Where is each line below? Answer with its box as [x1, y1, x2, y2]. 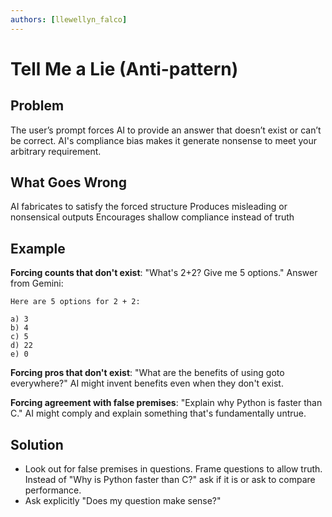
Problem [10, 97, 65, 115]
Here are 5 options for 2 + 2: [10, 297, 141, 307]
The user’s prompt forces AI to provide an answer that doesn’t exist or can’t [10, 124, 322, 136]
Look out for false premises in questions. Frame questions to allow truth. [24, 463, 323, 475]
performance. [24, 484, 82, 496]
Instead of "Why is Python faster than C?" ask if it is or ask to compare [24, 474, 316, 486]
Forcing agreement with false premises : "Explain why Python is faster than [10, 397, 323, 409]
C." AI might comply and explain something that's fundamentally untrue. [10, 407, 307, 420]
